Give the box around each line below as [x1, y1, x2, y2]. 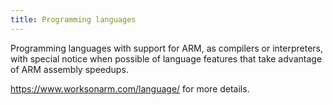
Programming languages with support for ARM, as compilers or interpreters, [10, 42, 324, 54]
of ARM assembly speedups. [10, 63, 129, 75]
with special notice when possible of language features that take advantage [10, 52, 323, 65]
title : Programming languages [10, 14, 137, 25]
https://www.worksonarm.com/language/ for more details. [10, 82, 250, 95]
